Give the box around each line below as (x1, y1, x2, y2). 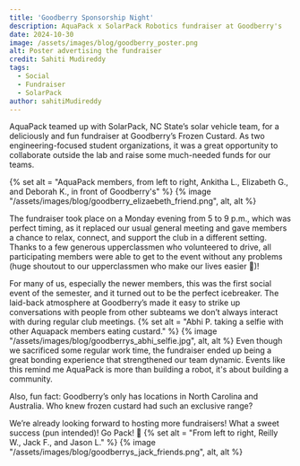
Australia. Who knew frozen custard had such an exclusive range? (9, 400, 253, 411)
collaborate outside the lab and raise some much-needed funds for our (9, 150, 271, 161)
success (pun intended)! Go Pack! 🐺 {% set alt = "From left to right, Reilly (9, 427, 279, 438)
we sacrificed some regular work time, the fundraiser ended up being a (9, 345, 272, 356)
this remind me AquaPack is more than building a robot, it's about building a (9, 365, 289, 375)
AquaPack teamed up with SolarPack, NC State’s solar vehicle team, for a (9, 121, 279, 132)
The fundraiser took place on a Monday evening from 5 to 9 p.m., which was (9, 213, 292, 224)
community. (9, 374, 53, 384)
